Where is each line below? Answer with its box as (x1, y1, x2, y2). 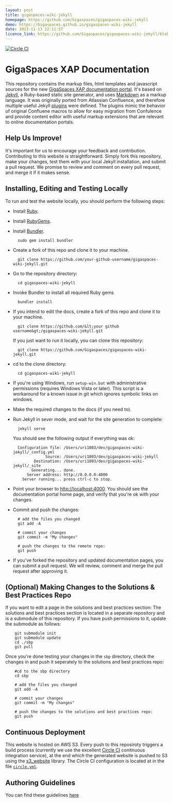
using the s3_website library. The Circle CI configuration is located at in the (5, 758, 165, 764)
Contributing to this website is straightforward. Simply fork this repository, (5, 153, 162, 159)
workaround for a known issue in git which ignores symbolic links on (12, 391, 158, 397)
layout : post (5, 7, 33, 13)
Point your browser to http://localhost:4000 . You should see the (12, 485, 148, 492)
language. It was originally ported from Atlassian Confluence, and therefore (5, 97, 165, 103)
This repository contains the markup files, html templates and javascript (5, 80, 158, 86)
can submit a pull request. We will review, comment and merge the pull (12, 562, 163, 569)
